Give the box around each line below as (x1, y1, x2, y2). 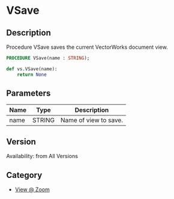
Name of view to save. (60, 116, 123, 124)
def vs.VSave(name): (6, 66, 58, 72)
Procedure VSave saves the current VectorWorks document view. (6, 43, 168, 51)
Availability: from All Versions (6, 153, 78, 160)
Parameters (6, 88, 51, 99)
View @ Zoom (14, 186, 50, 193)
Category (6, 170, 43, 180)
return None (17, 72, 47, 78)
